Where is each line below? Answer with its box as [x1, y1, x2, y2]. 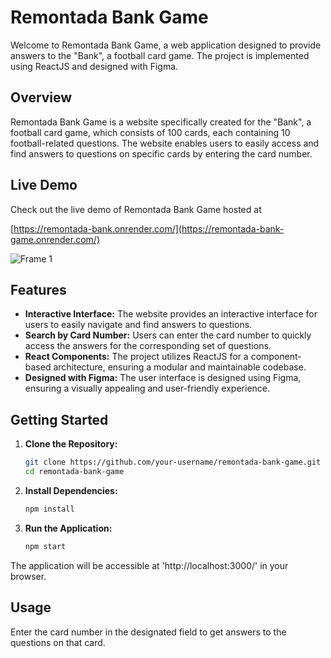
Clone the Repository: [24, 438, 118, 450]
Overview [10, 89, 73, 106]
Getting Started [10, 411, 109, 428]
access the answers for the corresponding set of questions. [24, 340, 272, 352]
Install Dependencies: [24, 484, 118, 496]
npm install [24, 504, 75, 514]
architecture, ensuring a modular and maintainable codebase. [53, 361, 307, 373]
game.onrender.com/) [10, 233, 101, 245]
